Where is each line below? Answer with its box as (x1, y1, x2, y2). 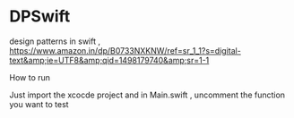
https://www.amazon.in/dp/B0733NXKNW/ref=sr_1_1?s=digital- (9, 45, 242, 55)
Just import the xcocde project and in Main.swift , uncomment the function (9, 89, 285, 100)
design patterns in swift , (9, 36, 101, 46)
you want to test (9, 98, 69, 109)
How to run (9, 72, 51, 82)
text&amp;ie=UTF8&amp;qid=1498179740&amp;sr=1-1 (9, 55, 210, 65)
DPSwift (9, 6, 71, 27)
